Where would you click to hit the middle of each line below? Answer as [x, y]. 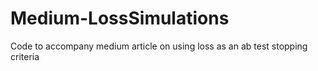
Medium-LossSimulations [120, 18]
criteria [25, 56]
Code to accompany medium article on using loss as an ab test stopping [159, 46]
